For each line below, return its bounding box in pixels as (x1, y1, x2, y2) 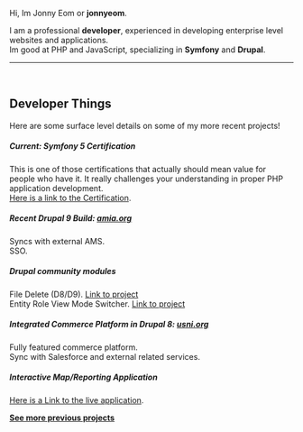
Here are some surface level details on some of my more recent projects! (9, 120, 281, 131)
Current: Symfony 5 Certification (9, 141, 136, 152)
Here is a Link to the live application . (9, 394, 144, 405)
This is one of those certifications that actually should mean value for (9, 163, 267, 174)
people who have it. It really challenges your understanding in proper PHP (9, 173, 284, 184)
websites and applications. (9, 35, 109, 45)
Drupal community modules (9, 266, 116, 277)
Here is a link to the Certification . (9, 192, 132, 203)
